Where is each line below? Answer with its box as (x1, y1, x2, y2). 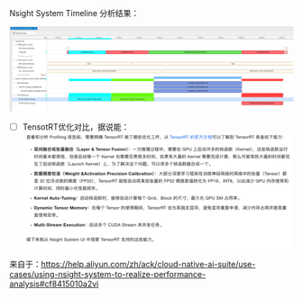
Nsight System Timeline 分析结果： (9, 8, 140, 18)
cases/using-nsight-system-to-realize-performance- (9, 269, 207, 280)
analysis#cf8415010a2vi (9, 278, 99, 290)
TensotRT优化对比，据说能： (22, 122, 130, 132)
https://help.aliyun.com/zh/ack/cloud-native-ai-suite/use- (41, 259, 256, 270)
